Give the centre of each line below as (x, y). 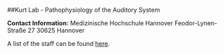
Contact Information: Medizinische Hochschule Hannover (90, 23)
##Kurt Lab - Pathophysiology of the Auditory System (84, 10)
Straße (17, 30)
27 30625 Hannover (56, 30)
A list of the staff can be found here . (59, 43)
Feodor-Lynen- (196, 23)
